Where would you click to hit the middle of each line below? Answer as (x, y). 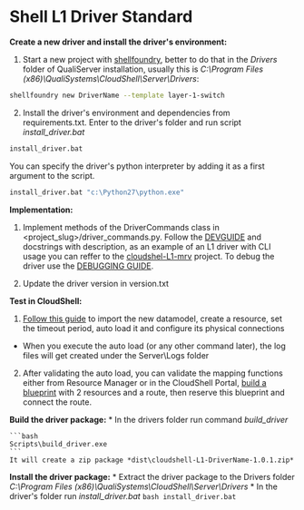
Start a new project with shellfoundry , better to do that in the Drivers (150, 59)
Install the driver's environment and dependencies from (126, 113)
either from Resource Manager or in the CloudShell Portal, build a (144, 382)
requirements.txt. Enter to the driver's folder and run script (132, 122)
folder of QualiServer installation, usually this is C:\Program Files (143, 69)
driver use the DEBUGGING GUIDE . (88, 266)
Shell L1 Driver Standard (101, 17)
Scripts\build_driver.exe (58, 444)
